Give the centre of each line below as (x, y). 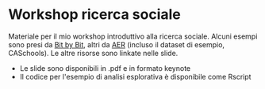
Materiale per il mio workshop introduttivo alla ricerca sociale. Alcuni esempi (133, 36)
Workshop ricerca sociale (94, 15)
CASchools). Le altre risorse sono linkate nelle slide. (93, 53)
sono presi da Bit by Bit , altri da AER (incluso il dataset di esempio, (116, 44)
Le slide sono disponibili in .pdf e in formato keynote (105, 68)
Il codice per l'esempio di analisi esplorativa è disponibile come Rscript (135, 76)
